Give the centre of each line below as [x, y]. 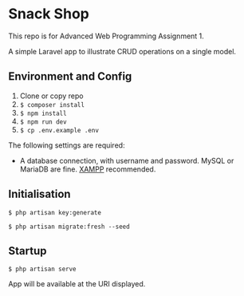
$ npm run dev [43, 122]
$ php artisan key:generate [55, 212]
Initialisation [39, 194]
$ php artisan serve [43, 269]
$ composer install [52, 105]
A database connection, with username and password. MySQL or [127, 160]
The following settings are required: [67, 145]
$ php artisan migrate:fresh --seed [69, 227]
